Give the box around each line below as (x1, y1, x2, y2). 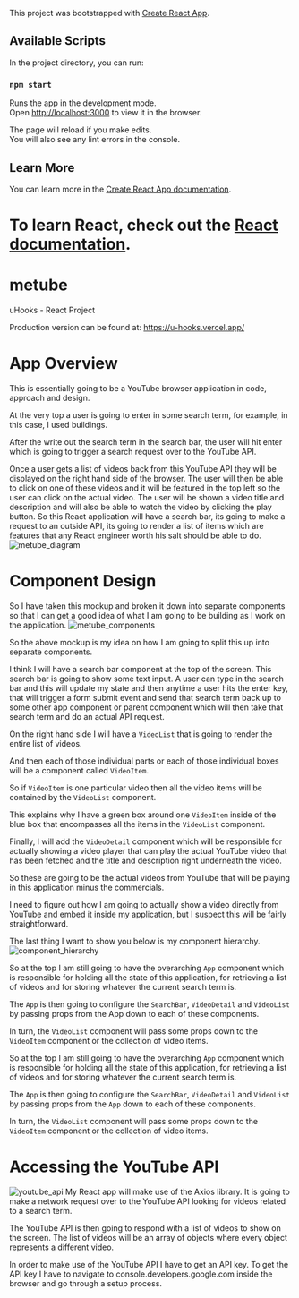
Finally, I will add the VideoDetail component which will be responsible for (9, 836, 283, 847)
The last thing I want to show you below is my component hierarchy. (9, 935, 261, 946)
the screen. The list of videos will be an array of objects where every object (9, 1232, 288, 1242)
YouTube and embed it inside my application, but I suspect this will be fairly (9, 909, 287, 919)
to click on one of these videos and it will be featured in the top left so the (9, 482, 280, 493)
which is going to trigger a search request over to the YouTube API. (9, 446, 257, 457)
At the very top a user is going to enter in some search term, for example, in (9, 409, 288, 420)
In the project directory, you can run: (9, 57, 144, 68)
